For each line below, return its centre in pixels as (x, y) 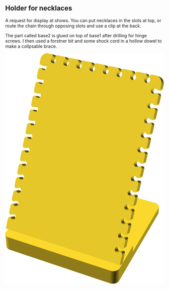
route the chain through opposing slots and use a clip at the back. (73, 26)
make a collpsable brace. (31, 46)
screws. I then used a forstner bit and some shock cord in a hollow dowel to (83, 41)
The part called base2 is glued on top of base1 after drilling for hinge (76, 35)
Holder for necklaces (39, 8)
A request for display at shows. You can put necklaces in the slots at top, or (83, 20)
